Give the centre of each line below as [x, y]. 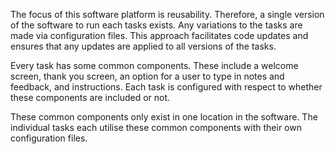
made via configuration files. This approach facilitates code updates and [159, 35]
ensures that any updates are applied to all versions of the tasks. [143, 46]
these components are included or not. [90, 97]
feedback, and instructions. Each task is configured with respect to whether [166, 87]
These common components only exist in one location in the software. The [164, 117]
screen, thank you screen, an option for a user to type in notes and [147, 76]
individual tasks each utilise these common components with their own [156, 127]
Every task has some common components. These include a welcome [154, 65]
